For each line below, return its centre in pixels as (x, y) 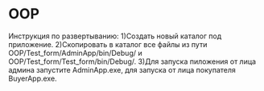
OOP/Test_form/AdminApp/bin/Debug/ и (75, 53)
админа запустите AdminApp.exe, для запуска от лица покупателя (122, 69)
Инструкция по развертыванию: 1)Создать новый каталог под (115, 36)
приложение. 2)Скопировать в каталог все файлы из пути (108, 44)
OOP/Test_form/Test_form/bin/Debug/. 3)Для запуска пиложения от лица (132, 61)
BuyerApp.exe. (33, 78)
